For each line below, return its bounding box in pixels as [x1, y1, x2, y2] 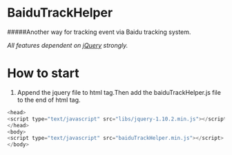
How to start [7, 66, 79, 81]
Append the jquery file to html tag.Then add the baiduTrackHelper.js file [17, 88, 221, 96]
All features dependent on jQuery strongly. [7, 41, 128, 49]
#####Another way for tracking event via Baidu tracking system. [7, 28, 191, 36]
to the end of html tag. [17, 95, 81, 104]
